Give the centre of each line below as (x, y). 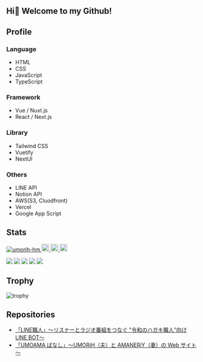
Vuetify (24, 152)
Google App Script (38, 213)
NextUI (24, 159)
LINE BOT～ (30, 338)
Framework (23, 97)
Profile (19, 32)
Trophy (20, 281)
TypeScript (29, 82)
